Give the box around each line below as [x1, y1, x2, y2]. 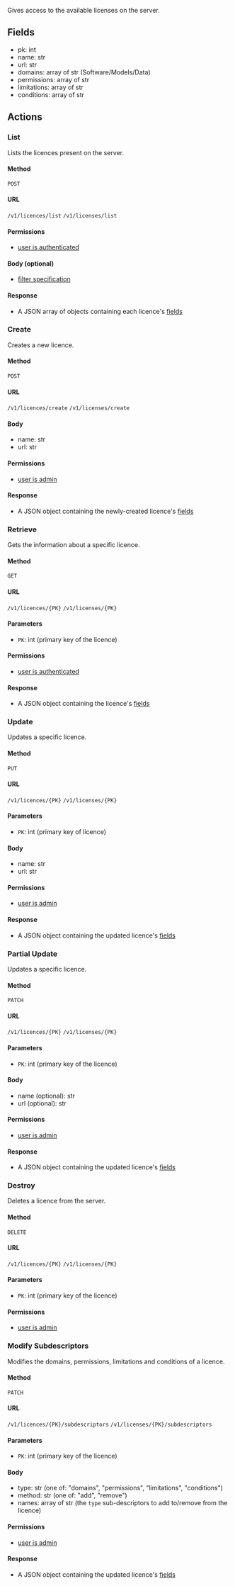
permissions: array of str [17, 75, 90, 84]
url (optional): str [17, 1098, 67, 1108]
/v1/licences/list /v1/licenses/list [7, 212, 117, 219]
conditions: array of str [17, 90, 85, 99]
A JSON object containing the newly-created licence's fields [17, 507, 194, 515]
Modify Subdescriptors [7, 1341, 89, 1351]
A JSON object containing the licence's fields [17, 699, 150, 708]
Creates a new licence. [7, 340, 74, 349]
